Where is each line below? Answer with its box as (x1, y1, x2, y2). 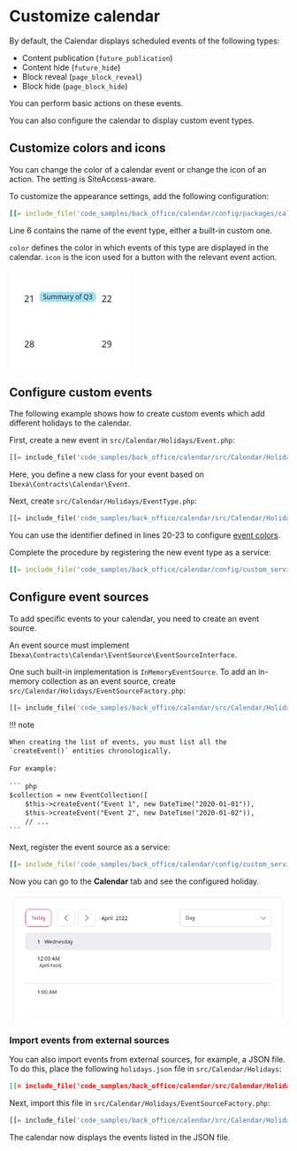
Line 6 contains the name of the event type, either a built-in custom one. (9, 225, 272, 235)
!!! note (9, 719, 35, 730)
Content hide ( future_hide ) (21, 62, 121, 73)
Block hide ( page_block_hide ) (21, 81, 128, 91)
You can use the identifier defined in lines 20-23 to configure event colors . (9, 530, 281, 541)
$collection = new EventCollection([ (9, 790, 148, 800)
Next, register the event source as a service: (9, 841, 171, 852)
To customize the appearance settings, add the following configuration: (9, 190, 270, 201)
